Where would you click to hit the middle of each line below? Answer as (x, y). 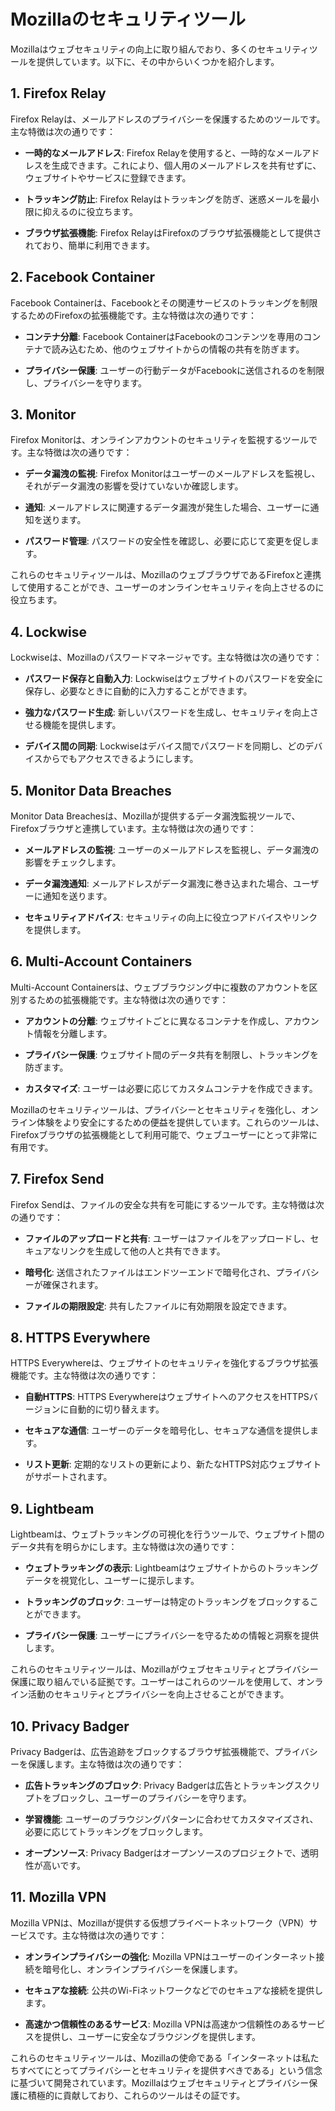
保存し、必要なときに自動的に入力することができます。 (138, 691)
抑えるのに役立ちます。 (90, 211)
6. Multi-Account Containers (101, 961)
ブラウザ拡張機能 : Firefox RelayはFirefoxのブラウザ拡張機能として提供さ (173, 232)
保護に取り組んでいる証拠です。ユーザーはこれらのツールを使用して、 (154, 1682)
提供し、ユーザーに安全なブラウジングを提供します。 (152, 2036)
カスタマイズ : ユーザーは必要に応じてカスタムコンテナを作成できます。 (171, 1088)
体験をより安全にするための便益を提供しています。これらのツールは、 (180, 1122)
